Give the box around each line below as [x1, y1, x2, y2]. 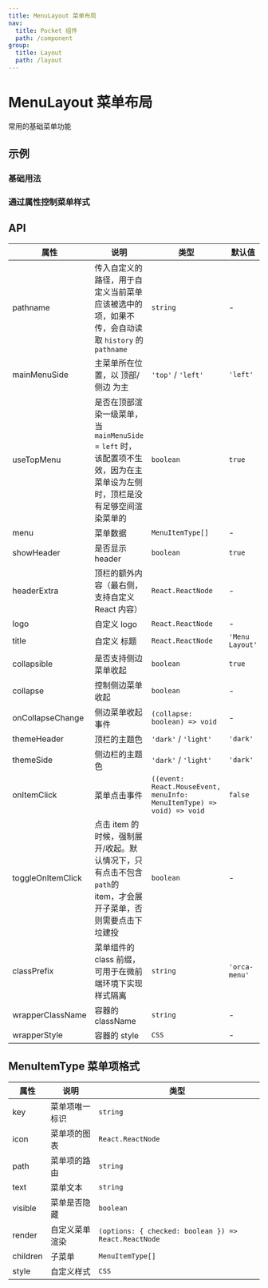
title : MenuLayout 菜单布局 [8, 11, 97, 20]
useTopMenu [12, 454, 61, 465]
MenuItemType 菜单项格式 [8, 1060, 140, 1073]
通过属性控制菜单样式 [8, 197, 90, 208]
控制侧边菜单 [94, 680, 143, 691]
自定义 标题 [94, 636, 137, 647]
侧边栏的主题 [94, 748, 143, 760]
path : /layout [15, 57, 62, 65]
